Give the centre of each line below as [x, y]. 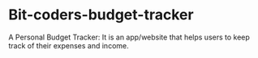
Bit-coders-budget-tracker [101, 15]
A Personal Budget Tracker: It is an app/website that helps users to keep [129, 37]
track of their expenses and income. [69, 45]
